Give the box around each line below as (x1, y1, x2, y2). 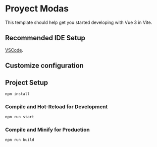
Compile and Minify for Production (5, 126, 90, 133)
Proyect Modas (5, 3, 69, 14)
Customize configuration (5, 62, 84, 70)
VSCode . (5, 47, 24, 53)
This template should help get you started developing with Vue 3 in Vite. (5, 19, 153, 25)
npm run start (5, 115, 35, 120)
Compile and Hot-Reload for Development (5, 103, 108, 110)
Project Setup (5, 78, 49, 87)
